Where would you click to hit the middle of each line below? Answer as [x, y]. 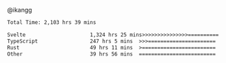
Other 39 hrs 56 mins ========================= [111, 54]
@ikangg [20, 10]
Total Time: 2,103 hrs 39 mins [52, 23]
